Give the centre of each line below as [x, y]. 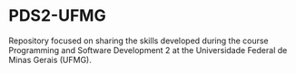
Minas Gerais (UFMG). [50, 59]
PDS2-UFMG [57, 16]
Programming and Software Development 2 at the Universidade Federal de [148, 50]
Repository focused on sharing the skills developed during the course [138, 41]
